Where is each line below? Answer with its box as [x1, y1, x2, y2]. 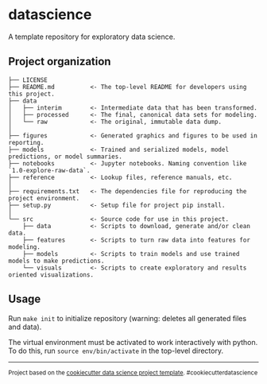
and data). [8, 322, 42, 332]
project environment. [8, 194, 80, 202]
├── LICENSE [8, 76, 48, 84]
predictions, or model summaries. [8, 153, 123, 161]
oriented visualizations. [8, 270, 94, 279]
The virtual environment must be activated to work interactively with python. [8, 337, 258, 347]
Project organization [8, 55, 111, 68]
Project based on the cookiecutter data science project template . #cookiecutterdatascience [8, 368, 258, 377]
